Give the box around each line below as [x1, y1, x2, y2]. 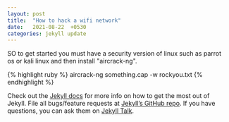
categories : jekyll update [7, 30, 87, 37]
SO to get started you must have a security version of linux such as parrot [7, 49, 222, 58]
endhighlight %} [7, 78, 54, 87]
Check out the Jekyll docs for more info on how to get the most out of [7, 92, 210, 100]
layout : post [7, 10, 46, 18]
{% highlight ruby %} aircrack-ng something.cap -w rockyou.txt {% [7, 71, 203, 79]
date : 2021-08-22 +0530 [7, 23, 87, 30]
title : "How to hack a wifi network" [7, 17, 121, 24]
